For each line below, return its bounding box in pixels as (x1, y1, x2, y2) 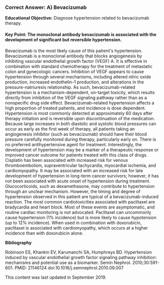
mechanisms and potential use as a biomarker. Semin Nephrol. (5, 259, 132, 265)
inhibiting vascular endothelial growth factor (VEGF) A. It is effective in (5, 58, 147, 64)
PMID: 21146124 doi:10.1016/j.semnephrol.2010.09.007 (14, 264, 124, 271)
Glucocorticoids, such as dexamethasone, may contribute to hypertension (5, 183, 155, 189)
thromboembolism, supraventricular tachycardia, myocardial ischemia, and (5, 162, 156, 168)
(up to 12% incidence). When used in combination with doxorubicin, (5, 220, 142, 226)
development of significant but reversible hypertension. (5, 36, 122, 43)
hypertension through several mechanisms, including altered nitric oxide (5, 74, 151, 79)
